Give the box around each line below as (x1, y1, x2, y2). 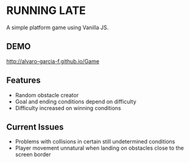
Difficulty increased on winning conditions (15, 104, 121, 111)
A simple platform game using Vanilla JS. (6, 24, 109, 31)
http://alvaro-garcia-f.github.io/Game (6, 57, 99, 64)
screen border (15, 151, 51, 158)
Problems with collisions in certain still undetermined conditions (15, 138, 175, 145)
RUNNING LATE (6, 4, 86, 18)
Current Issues (6, 122, 64, 132)
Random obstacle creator (15, 91, 79, 99)
